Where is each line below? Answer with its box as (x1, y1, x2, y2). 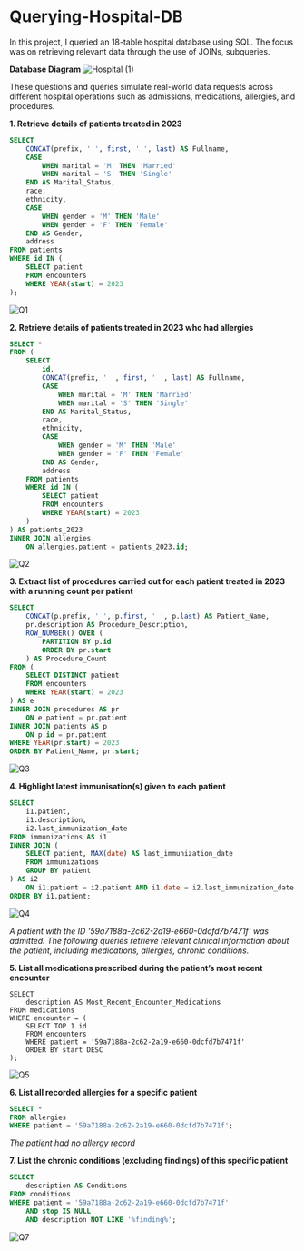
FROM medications (9, 1006, 75, 1015)
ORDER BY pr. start (42, 645, 112, 655)
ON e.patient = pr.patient (25, 713, 128, 722)
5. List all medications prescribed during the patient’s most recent (9, 962, 263, 973)
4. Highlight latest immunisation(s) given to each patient (9, 781, 227, 792)
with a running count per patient (9, 586, 133, 597)
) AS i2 (9, 875, 39, 884)
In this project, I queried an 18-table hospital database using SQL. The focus (9, 36, 293, 47)
